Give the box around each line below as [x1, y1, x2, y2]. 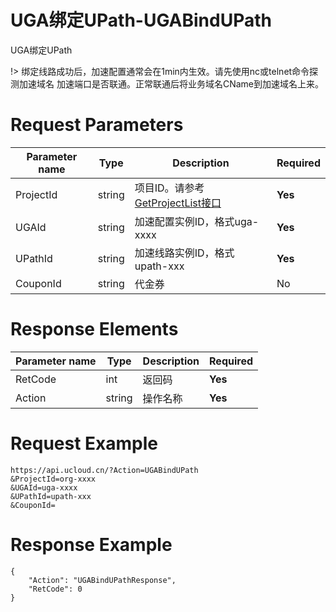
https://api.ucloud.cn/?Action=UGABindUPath [10, 465, 199, 475]
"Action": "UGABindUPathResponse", [28, 575, 177, 585]
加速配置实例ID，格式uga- [134, 214, 260, 228]
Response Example [10, 533, 173, 556]
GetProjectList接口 [134, 196, 222, 210]
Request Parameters [10, 114, 184, 136]
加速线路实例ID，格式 [134, 246, 235, 260]
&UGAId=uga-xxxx [10, 482, 78, 493]
